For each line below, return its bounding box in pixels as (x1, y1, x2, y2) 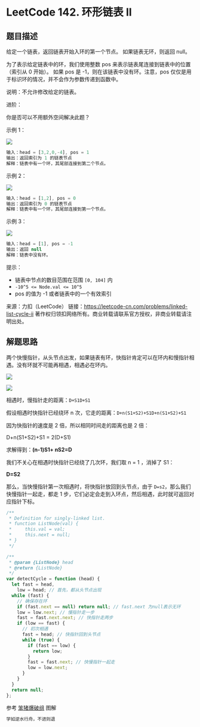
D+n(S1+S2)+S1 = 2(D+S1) (6, 433, 72, 440)
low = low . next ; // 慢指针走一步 (17, 609, 95, 615)
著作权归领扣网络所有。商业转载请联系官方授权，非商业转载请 (35, 310, 187, 317)
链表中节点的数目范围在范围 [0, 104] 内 (14, 276, 113, 284)
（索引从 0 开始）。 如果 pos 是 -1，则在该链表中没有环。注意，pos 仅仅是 (6, 68, 187, 75)
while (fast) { (11, 592, 50, 599)
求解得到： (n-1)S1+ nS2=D (6, 446, 73, 453)
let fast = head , (11, 581, 55, 588)
